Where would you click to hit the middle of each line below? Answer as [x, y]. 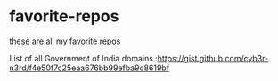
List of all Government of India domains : [84, 58]
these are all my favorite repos [65, 41]
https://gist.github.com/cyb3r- [213, 58]
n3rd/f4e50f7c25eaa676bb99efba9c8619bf [90, 68]
